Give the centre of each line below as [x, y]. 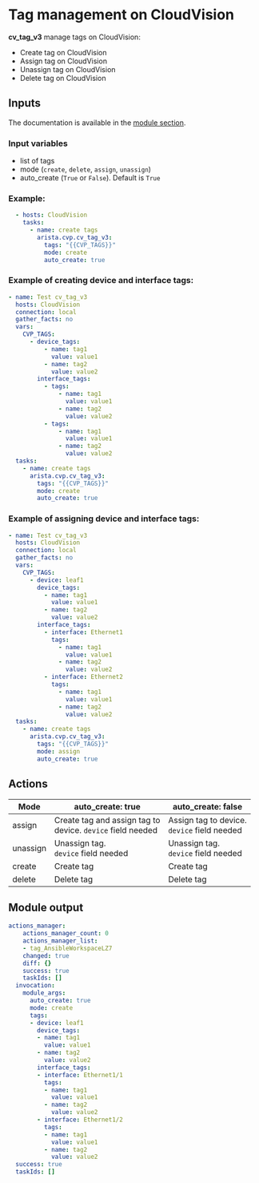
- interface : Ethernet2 [84, 677]
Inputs [25, 103]
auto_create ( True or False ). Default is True [90, 178]
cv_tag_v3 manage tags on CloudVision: [75, 37]
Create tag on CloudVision [63, 52]
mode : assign [59, 751]
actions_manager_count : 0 [66, 934]
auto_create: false [207, 806]
